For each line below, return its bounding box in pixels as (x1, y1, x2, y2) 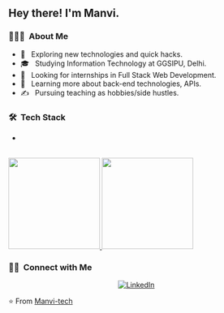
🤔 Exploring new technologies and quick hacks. (19, 49, 183, 59)
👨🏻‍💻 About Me (8, 31, 69, 42)
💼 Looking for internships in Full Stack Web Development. (19, 70, 217, 79)
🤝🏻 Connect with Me (8, 261, 93, 272)
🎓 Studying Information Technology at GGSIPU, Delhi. (19, 58, 207, 68)
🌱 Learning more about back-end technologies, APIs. (19, 79, 201, 88)
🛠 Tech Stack (8, 111, 67, 122)
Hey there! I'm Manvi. (8, 6, 120, 20)
